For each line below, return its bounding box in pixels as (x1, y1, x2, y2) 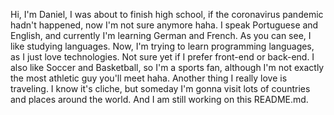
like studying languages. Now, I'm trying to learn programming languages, (10, 40, 315, 52)
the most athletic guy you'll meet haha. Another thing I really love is (10, 72, 288, 84)
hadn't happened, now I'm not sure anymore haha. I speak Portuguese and (10, 19, 319, 31)
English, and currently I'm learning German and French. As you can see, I (10, 30, 312, 41)
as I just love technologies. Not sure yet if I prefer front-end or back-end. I (10, 51, 315, 63)
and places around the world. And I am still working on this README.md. (10, 94, 309, 105)
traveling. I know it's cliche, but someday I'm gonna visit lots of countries (10, 83, 311, 94)
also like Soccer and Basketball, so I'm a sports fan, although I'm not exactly (10, 62, 325, 73)
